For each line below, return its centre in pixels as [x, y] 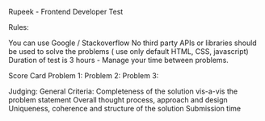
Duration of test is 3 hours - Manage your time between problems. [118, 60]
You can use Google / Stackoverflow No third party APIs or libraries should [132, 43]
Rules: [19, 27]
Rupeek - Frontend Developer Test [66, 12]
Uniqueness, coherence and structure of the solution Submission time [124, 108]
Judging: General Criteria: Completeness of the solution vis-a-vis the [123, 91]
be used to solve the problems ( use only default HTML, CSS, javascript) [128, 51]
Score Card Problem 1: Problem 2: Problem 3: [84, 75]
